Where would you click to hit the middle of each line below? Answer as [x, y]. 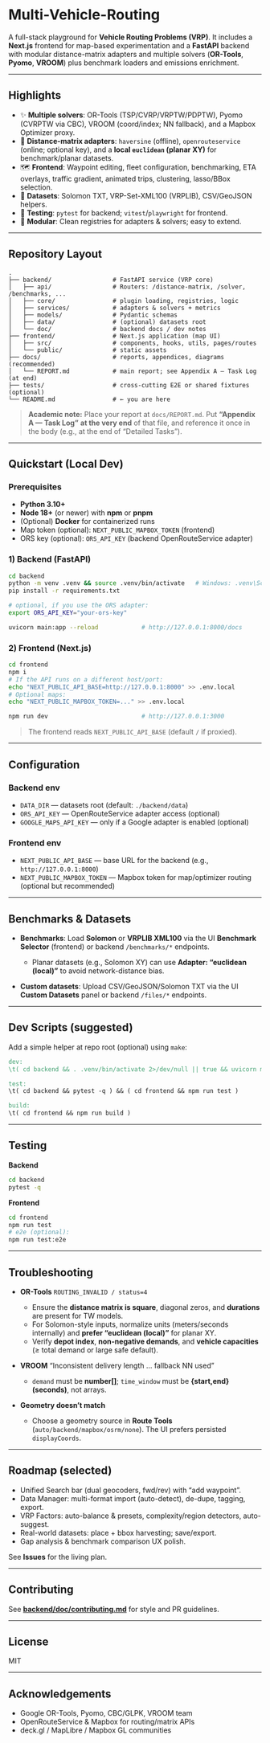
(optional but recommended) [67, 886]
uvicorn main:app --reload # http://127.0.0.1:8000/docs [125, 627]
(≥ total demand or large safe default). [95, 1350]
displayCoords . [57, 1438]
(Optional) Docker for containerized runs [87, 522]
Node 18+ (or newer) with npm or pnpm [86, 513]
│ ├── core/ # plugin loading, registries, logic [124, 301]
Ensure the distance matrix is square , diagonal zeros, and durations [146, 1307]
